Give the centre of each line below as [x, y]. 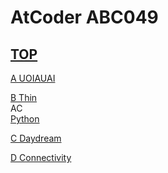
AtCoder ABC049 [84, 17]
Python [25, 119]
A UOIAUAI [33, 78]
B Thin [24, 97]
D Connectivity [41, 157]
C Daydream [36, 138]
